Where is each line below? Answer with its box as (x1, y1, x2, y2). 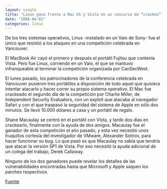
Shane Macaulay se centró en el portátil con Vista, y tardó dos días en (5, 117, 149, 123)
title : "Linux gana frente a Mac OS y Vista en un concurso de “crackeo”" (5, 12, 164, 17)
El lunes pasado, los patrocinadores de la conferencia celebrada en (5, 75, 143, 81)
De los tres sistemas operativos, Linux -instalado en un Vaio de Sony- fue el (5, 35, 161, 41)
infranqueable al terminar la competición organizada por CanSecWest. (5, 66, 149, 72)
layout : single (5, 7, 37, 12)
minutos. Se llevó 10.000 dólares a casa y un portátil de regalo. (5, 107, 134, 113)
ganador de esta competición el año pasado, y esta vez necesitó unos (5, 128, 149, 134)
